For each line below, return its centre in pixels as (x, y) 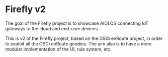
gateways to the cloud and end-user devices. (52, 28)
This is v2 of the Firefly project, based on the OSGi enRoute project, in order (84, 38)
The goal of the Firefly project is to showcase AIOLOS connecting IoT (77, 23)
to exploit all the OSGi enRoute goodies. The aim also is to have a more (78, 43)
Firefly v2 (26, 9)
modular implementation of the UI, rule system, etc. (58, 49)
